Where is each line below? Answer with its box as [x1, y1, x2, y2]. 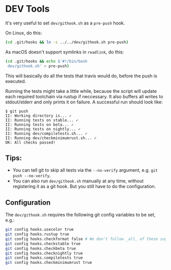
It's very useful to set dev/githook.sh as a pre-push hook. [5, 20, 125, 26]
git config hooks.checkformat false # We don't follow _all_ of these [5, 236, 158, 241]
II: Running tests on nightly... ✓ [5, 126, 81, 131]
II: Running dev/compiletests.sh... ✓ [5, 131, 88, 136]
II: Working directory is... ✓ [5, 113, 72, 118]
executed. [5, 78, 26, 84]
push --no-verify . [12, 173, 51, 179]
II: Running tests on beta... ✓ [5, 122, 74, 127]
